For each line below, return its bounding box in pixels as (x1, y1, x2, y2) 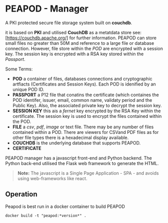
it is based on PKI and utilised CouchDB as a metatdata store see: (5, 29, 142, 35)
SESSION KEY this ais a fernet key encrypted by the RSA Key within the (12, 108, 161, 114)
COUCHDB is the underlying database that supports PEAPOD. (12, 139, 141, 146)
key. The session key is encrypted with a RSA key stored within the (5, 51, 144, 57)
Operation (5, 190, 38, 199)
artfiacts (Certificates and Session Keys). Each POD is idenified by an (12, 81, 156, 87)
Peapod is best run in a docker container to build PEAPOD (5, 203, 125, 209)
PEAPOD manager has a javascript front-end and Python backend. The (5, 155, 152, 161)
